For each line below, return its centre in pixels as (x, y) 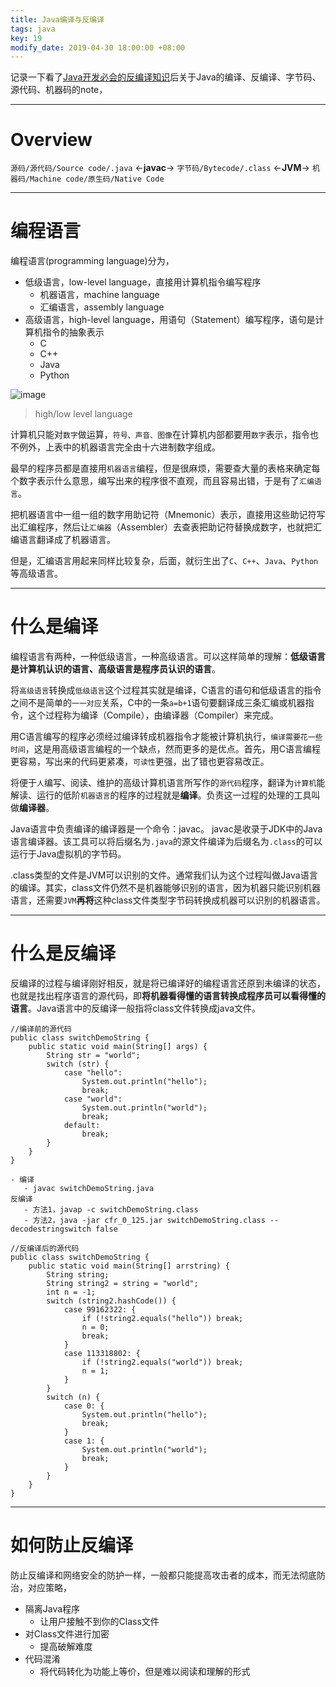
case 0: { (84, 1406)
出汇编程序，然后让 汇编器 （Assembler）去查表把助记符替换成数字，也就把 (161, 527)
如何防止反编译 (72, 1545)
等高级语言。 (36, 573)
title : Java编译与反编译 (57, 19)
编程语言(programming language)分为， (92, 261)
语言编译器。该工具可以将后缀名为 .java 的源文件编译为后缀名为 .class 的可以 (166, 842)
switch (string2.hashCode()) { (111, 1301)
